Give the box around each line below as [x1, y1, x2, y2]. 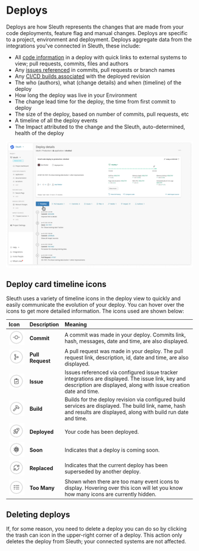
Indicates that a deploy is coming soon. [64, 446, 160, 454]
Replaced [29, 465, 53, 472]
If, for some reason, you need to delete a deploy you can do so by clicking [6, 525, 187, 533]
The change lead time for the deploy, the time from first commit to [14, 97, 176, 105]
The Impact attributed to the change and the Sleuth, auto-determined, [14, 123, 185, 130]
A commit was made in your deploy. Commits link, [64, 331, 186, 339]
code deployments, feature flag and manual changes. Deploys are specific [6, 29, 188, 36]
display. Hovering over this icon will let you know [64, 484, 183, 492]
